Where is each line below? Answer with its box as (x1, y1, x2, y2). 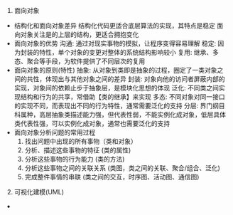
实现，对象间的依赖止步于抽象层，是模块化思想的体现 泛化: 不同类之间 (13, 84, 219, 92)
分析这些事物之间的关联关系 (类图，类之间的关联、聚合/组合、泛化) (24, 164, 220, 172)
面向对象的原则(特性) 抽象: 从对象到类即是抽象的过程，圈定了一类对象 (13, 66, 217, 74)
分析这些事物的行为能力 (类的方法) (24, 155, 125, 163)
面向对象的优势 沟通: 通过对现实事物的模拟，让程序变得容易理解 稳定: (13, 39, 217, 48)
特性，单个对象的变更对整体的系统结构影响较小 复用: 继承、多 (38, 48, 219, 56)
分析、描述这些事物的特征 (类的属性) (24, 146, 131, 154)
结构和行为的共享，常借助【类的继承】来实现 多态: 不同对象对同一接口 (20, 93, 225, 101)
